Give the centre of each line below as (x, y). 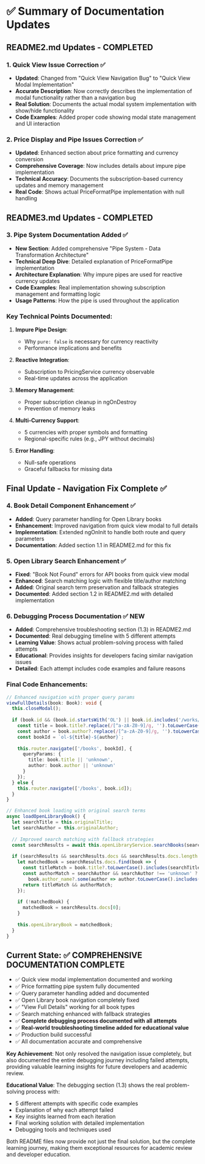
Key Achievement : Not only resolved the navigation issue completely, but (99, 1054)
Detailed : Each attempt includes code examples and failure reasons (100, 668)
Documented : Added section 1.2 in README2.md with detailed (94, 594)
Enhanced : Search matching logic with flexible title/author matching (101, 581)
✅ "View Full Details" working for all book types (75, 1007)
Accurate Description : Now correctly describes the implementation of (103, 91)
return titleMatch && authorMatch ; (68, 885)
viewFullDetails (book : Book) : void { (54, 703)
